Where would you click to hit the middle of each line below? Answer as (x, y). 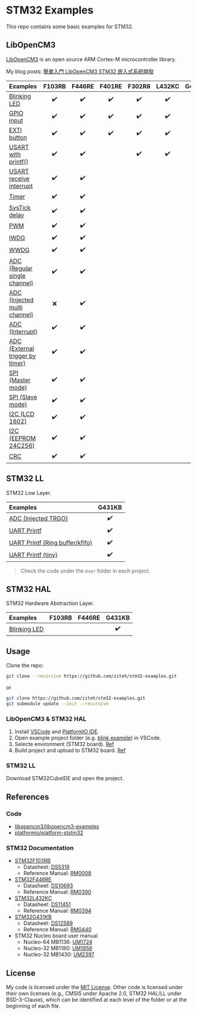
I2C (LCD (22, 414)
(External (21, 348)
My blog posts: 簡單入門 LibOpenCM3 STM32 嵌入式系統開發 (80, 71)
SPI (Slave (23, 397)
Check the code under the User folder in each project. (85, 571)
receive (19, 178)
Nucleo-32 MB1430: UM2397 (59, 954)
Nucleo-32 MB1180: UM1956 (58, 949)
